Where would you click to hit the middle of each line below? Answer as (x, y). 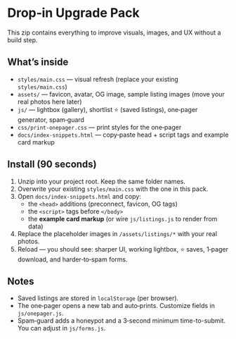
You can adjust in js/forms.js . (61, 328)
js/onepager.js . (41, 313)
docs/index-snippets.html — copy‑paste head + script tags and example (123, 135)
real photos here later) (50, 101)
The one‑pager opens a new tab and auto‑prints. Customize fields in (116, 306)
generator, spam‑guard (51, 119)
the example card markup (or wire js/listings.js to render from (123, 218)
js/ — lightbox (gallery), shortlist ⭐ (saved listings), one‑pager (107, 109)
